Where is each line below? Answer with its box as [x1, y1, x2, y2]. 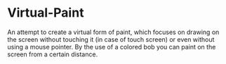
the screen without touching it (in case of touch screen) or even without [7, 35, 215, 43]
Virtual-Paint [7, 5, 84, 21]
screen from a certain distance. [7, 50, 98, 58]
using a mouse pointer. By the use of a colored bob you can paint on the [7, 42, 216, 51]
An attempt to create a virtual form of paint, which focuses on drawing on [7, 28, 220, 36]
